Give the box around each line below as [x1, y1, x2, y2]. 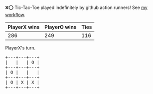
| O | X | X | [5, 79, 40, 85]
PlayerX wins [7, 23, 40, 30]
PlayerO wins [44, 23, 77, 30]
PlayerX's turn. [5, 45, 36, 50]
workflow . [5, 12, 25, 17]
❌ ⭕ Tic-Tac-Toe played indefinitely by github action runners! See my [5, 4, 148, 10]
